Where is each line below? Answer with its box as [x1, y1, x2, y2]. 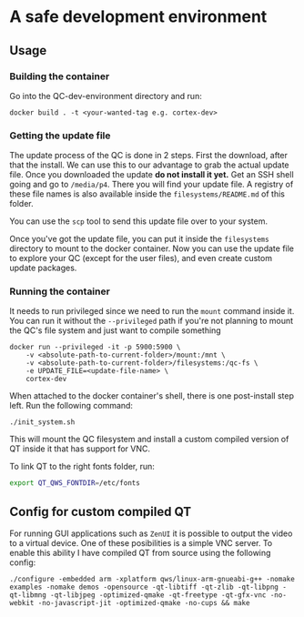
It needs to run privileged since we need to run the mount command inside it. [9, 306, 295, 317]
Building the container [9, 70, 110, 83]
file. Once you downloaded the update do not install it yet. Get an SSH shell [9, 169, 294, 180]
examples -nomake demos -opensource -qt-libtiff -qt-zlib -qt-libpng [9, 582, 279, 592]
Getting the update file [9, 129, 111, 142]
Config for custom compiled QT [9, 503, 192, 520]
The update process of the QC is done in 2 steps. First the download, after [9, 150, 289, 161]
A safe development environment [9, 6, 268, 27]
